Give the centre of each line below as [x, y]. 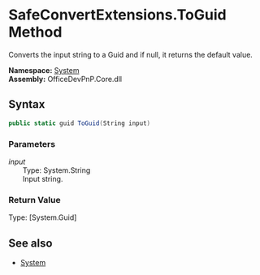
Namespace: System [44, 70]
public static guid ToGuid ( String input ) [80, 123]
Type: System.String [57, 170]
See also [30, 243]
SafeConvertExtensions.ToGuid [117, 15]
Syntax [27, 104]
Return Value [35, 200]
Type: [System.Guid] [43, 217]
